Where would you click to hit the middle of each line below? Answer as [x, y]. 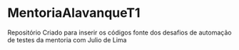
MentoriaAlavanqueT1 [74, 13]
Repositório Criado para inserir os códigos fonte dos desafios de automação [119, 32]
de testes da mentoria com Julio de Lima [67, 39]
